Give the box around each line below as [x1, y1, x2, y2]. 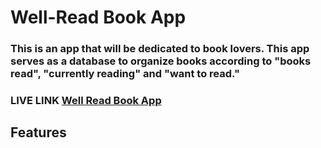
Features [10, 124, 67, 141]
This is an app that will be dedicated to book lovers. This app [10, 42, 310, 56]
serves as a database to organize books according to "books [10, 54, 312, 68]
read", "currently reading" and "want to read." [10, 67, 240, 81]
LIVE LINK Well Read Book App [10, 94, 162, 108]
